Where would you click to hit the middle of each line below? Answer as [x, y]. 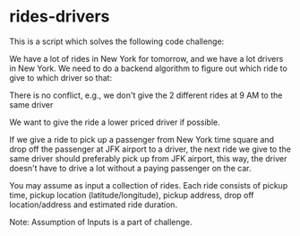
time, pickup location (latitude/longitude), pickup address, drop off [132, 195]
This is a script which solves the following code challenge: [117, 41]
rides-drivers [60, 17]
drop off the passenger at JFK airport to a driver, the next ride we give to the [150, 149]
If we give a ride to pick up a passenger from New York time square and [142, 139]
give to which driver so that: [61, 77]
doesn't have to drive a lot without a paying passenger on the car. [130, 168]
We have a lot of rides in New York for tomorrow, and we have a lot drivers [146, 58]
